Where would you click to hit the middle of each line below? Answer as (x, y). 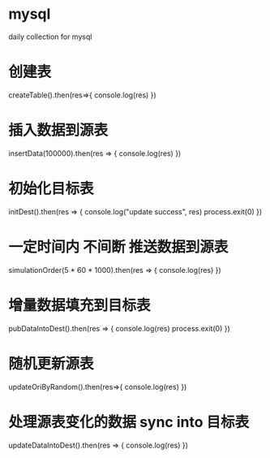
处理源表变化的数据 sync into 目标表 (129, 422)
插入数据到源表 (58, 130)
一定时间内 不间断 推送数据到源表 (118, 246)
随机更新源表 (51, 363)
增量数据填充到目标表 (80, 305)
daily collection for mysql (50, 37)
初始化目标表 (51, 188)
